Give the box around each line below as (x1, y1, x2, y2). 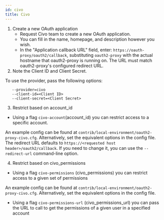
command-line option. (33, 150, 79, 156)
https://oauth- (113, 48, 145, 53)
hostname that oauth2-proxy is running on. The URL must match (19, 57, 153, 63)
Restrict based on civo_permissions (12, 160, 86, 166)
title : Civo (5, 12, 30, 17)
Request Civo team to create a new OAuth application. (19, 31, 131, 37)
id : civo (5, 7, 23, 12)
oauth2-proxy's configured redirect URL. (19, 63, 104, 69)
